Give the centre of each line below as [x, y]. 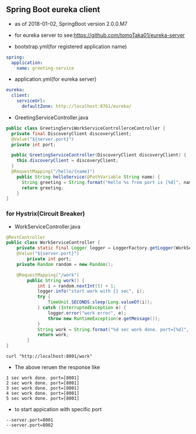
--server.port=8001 [30, 420]
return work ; [53, 335]
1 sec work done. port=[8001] [43, 378]
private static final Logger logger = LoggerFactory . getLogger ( [96, 248]
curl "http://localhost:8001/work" [49, 357]
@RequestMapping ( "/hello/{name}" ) [53, 172]
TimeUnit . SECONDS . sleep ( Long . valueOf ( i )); [100, 302]
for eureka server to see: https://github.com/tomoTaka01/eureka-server [99, 35]
